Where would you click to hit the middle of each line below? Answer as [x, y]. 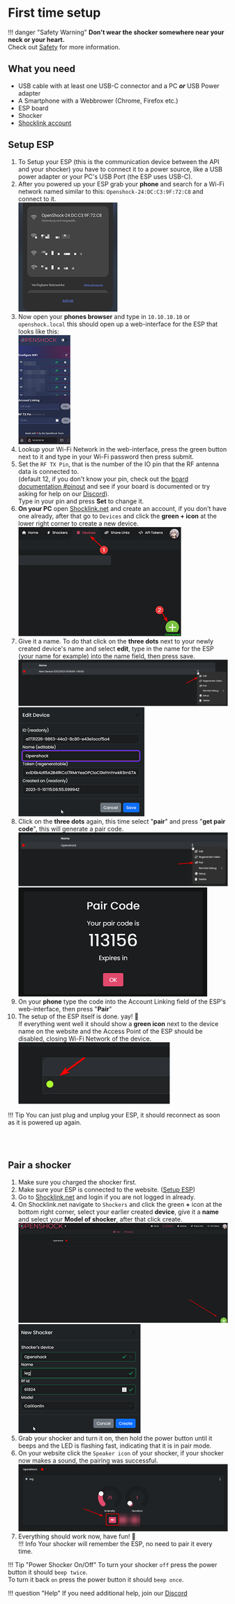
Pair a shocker [40, 1165]
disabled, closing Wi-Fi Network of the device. [85, 1039]
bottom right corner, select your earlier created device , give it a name [118, 1212]
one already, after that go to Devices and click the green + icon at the [117, 516]
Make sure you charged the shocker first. [77, 1182]
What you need [42, 69]
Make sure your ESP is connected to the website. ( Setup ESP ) [107, 1189]
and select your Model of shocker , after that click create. [100, 1219]
